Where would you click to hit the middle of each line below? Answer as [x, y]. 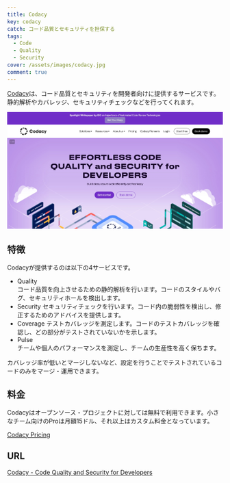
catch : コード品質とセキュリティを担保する [61, 29]
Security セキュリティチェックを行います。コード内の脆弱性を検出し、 [116, 306]
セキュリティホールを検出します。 [76, 298]
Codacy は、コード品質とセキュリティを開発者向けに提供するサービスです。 [114, 93]
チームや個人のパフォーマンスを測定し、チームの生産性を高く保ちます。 [118, 348]
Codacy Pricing [29, 434]
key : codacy [24, 22]
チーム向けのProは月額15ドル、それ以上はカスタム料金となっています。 [113, 421]
